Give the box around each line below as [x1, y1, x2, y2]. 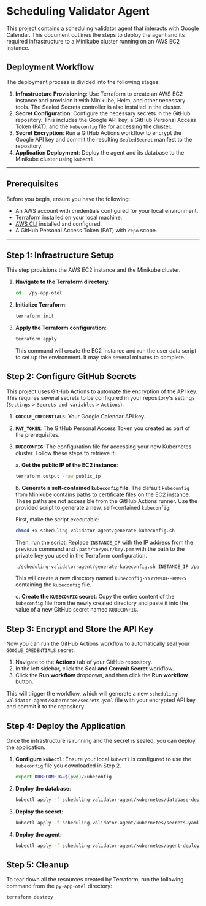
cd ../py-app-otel [15, 290, 63, 296]
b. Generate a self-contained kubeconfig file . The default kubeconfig [15, 484, 190, 491]
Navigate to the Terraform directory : [15, 278, 110, 286]
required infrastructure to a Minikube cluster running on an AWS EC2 [6, 37, 180, 45]
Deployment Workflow [6, 62, 94, 72]
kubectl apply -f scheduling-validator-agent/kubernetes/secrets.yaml [15, 820, 200, 826]
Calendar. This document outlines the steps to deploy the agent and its [6, 31, 185, 38]
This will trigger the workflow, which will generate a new [6, 690, 148, 697]
